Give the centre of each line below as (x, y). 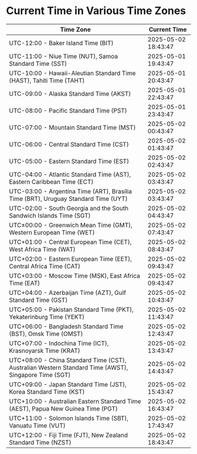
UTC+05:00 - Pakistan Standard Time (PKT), (71, 310)
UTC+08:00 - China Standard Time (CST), (68, 360)
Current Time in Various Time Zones (96, 11)
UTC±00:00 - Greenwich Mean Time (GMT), (71, 225)
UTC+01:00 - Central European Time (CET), (70, 242)
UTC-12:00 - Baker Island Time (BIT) (61, 43)
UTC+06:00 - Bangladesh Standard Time (66, 326)
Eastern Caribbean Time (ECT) (51, 181)
